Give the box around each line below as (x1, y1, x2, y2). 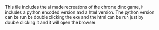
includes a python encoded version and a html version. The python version (5, 9, 155, 15)
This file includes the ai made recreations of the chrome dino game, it (5, 4, 144, 10)
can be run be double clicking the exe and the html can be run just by (5, 15, 143, 20)
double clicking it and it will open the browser (5, 19, 96, 25)
